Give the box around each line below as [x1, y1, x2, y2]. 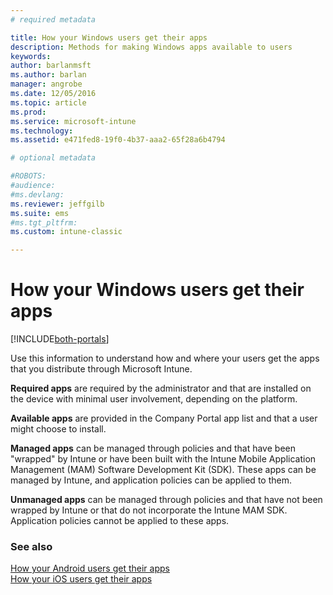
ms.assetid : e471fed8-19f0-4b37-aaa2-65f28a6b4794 [10, 135, 226, 145]
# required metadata [10, 14, 97, 25]
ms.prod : [10, 107, 47, 117]
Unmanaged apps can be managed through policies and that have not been [10, 494, 323, 506]
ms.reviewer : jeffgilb [10, 199, 105, 209]
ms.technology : [10, 126, 74, 136]
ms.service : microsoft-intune [10, 116, 137, 126]
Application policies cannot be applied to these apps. [10, 515, 230, 527]
